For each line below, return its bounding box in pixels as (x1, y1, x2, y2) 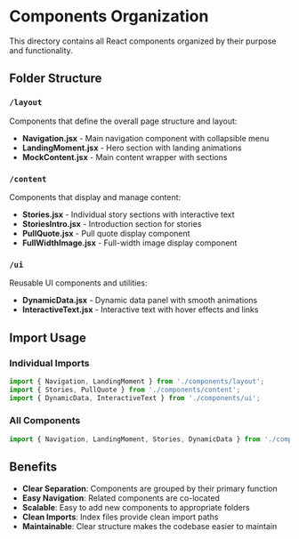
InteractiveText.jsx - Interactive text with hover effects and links (21, 304, 259, 315)
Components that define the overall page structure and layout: (9, 116, 238, 126)
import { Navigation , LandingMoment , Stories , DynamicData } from (9, 434, 261, 444)
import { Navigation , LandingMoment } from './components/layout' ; (9, 376, 265, 386)
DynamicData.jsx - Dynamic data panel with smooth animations (21, 295, 258, 306)
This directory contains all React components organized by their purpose (9, 36, 277, 46)
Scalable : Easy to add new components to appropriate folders (21, 502, 251, 512)
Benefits (9, 460, 58, 475)
